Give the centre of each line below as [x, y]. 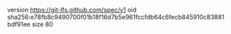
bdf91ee [19, 24]
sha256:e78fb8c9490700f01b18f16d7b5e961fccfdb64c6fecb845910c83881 [116, 17]
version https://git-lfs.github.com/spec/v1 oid [72, 10]
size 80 [42, 24]
